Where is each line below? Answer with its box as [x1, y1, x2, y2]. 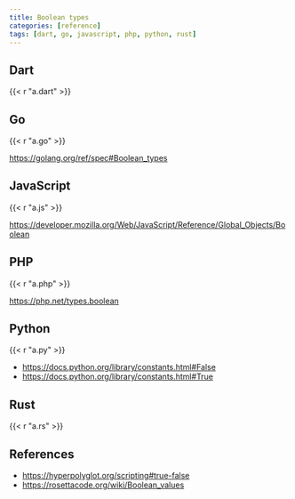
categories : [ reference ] [9, 21, 101, 30]
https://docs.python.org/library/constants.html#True [21, 371, 213, 382]
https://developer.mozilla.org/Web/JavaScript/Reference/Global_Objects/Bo [9, 219, 286, 229]
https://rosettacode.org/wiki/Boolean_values [21, 479, 185, 490]
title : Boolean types [9, 12, 90, 22]
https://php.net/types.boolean [9, 295, 120, 306]
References [9, 447, 75, 462]
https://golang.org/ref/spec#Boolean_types [9, 153, 168, 163]
